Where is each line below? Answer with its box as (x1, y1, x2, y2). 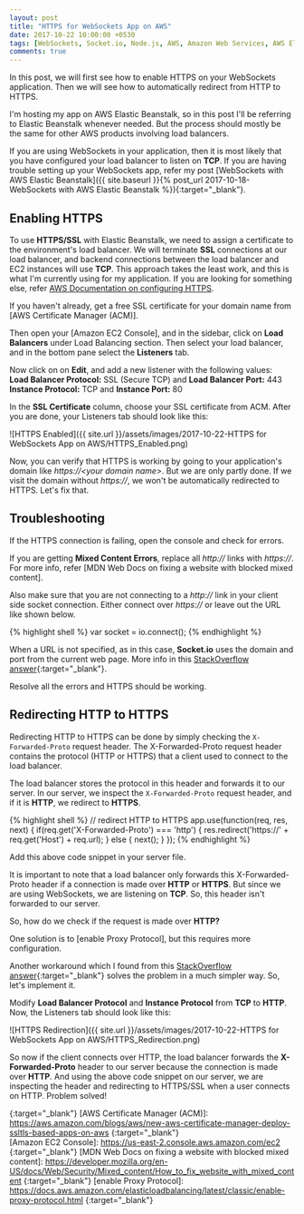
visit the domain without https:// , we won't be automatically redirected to (9, 475, 280, 485)
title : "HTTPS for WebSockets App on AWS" (9, 22, 172, 31)
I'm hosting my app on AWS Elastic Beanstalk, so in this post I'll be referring (9, 109, 291, 120)
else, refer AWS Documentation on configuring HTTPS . (9, 282, 214, 293)
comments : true (9, 47, 67, 56)
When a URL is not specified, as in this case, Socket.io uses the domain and (9, 643, 294, 654)
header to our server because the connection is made (77, 1061, 279, 1072)
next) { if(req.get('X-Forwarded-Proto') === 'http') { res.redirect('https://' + (9, 824, 290, 835)
